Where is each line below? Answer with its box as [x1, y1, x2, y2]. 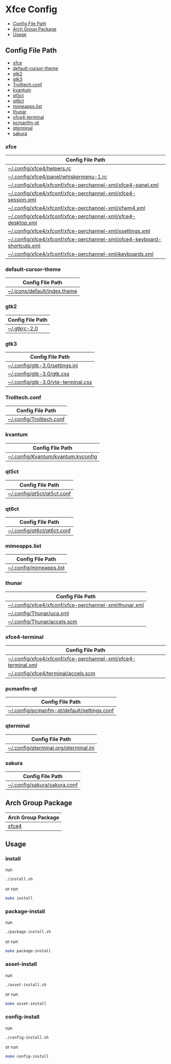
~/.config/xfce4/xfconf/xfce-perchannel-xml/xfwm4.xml [8, 204, 146, 212]
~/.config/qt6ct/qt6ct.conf [8, 527, 71, 535]
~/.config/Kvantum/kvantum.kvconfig [8, 453, 98, 460]
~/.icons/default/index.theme [8, 288, 77, 295]
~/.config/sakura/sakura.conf [8, 781, 78, 788]
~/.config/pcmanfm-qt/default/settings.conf [8, 707, 115, 714]
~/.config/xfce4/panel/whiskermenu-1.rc [8, 173, 107, 180]
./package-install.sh [5, 929, 51, 935]
